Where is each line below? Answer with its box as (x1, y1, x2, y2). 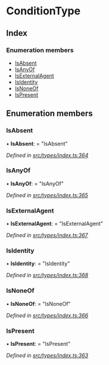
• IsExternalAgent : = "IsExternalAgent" (6, 220, 103, 228)
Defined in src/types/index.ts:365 (6, 191, 88, 198)
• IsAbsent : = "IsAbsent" (6, 140, 68, 147)
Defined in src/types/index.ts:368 (6, 272, 89, 279)
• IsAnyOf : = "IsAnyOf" (6, 180, 64, 187)
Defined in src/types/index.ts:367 (6, 232, 88, 239)
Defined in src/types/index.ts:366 (6, 312, 89, 319)
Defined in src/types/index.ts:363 (6, 352, 89, 359)
